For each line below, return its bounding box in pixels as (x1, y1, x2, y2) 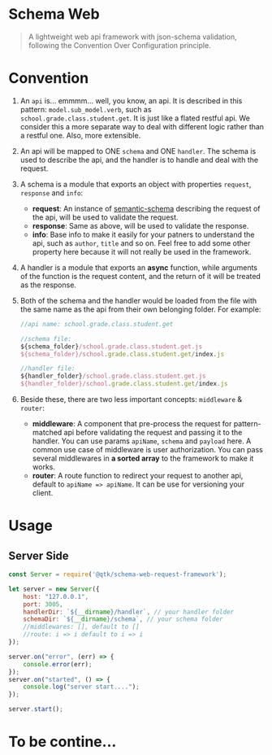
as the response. (19, 280, 77, 290)
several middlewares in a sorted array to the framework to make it (32, 453, 254, 463)
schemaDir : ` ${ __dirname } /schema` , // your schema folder (23, 615, 223, 623)
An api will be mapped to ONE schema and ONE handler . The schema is (19, 146, 257, 155)
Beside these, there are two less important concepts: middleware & (19, 395, 243, 404)
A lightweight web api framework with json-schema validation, (28, 32, 237, 41)
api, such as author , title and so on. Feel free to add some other (32, 238, 251, 248)
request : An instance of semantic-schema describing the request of (32, 203, 261, 213)
